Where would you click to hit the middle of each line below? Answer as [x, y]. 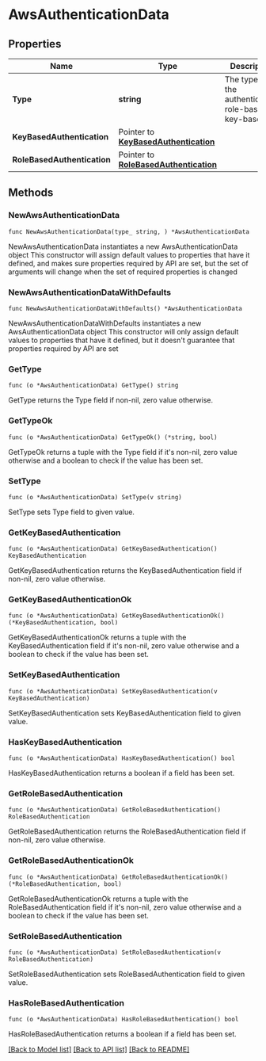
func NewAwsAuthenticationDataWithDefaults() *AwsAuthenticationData [125, 308]
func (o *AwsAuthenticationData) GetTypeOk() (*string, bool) [113, 437]
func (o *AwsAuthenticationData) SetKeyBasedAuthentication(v [113, 691]
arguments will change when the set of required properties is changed [123, 272]
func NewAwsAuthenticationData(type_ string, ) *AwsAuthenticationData [129, 231]
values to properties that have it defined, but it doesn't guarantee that [122, 340]
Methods [31, 193]
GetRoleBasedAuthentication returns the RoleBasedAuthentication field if [127, 832]
